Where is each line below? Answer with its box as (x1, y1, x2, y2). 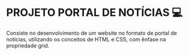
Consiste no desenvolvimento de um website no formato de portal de (6, 29, 178, 37)
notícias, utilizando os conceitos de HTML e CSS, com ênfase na (6, 35, 166, 43)
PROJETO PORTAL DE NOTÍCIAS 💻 (6, 6, 183, 20)
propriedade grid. (6, 42, 50, 49)
